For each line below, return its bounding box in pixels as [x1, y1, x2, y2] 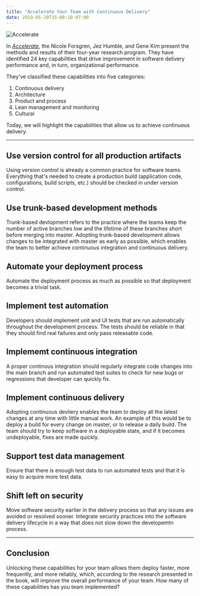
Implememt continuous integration [6, 347, 138, 357]
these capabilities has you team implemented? [6, 583, 120, 590]
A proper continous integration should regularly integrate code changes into [6, 362, 192, 370]
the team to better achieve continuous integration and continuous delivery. [6, 244, 189, 251]
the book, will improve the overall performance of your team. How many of [6, 577, 189, 584]
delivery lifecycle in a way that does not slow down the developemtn [6, 519, 174, 526]
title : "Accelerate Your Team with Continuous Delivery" [6, 8, 151, 15]
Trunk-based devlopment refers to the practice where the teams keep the [6, 219, 186, 226]
